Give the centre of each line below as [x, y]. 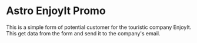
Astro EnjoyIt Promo [56, 11]
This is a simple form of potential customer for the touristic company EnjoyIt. [99, 27]
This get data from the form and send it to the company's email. [83, 33]
